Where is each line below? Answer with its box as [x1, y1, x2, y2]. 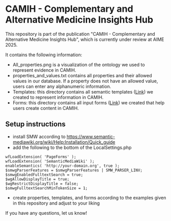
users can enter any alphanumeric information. [12, 83, 111, 90]
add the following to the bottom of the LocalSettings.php [12, 144, 132, 150]
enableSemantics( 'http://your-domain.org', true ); [5, 163, 120, 168]
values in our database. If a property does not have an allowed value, [12, 78, 158, 84]
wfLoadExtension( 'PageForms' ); [5, 154, 77, 159]
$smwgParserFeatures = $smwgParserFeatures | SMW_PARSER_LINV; [5, 167, 143, 173]
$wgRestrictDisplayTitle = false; [5, 181, 79, 186]
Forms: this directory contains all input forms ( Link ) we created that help [12, 99, 165, 105]
